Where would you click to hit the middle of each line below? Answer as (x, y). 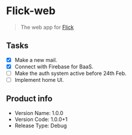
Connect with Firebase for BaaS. (54, 67)
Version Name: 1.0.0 (39, 113)
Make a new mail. (36, 60)
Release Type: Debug (41, 126)
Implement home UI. (39, 80)
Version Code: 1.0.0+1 (41, 119)
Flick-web (31, 11)
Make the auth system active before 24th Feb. (70, 73)
